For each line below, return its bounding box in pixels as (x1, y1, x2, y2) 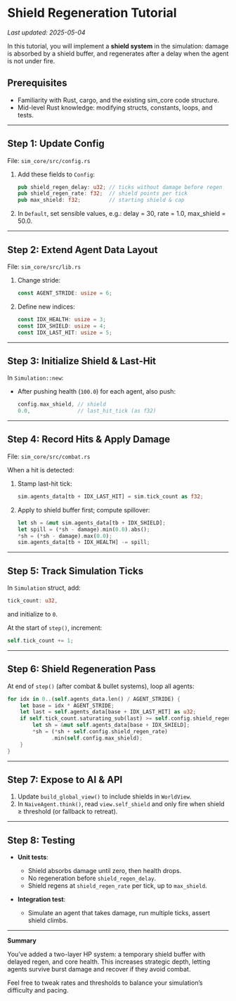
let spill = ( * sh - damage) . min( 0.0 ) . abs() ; (17, 526, 150, 533)
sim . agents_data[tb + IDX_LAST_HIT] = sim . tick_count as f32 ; (17, 493, 204, 500)
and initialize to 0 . (7, 609, 58, 618)
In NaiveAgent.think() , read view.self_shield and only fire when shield (17, 800, 225, 808)
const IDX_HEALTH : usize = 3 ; (17, 316, 107, 323)
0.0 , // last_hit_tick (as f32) (17, 408, 157, 415)
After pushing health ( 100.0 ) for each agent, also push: (17, 387, 176, 396)
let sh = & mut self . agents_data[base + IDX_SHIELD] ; (32, 722, 190, 729)
